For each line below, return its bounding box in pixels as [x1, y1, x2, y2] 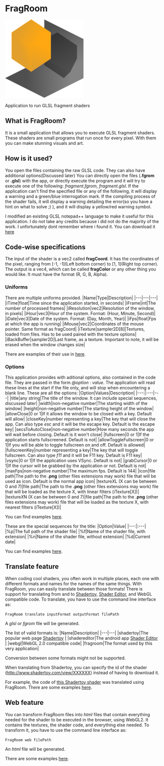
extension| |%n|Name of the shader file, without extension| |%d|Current [5, 534, 151, 540]
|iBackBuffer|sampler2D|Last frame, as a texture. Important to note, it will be [5, 336, 159, 342]
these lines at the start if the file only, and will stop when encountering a [5, 384, 150, 390]
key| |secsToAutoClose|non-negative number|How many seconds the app [5, 426, 154, 432]
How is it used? [5, 155, 53, 163]
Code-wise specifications [5, 243, 86, 251]
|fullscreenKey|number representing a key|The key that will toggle [5, 447, 139, 453]
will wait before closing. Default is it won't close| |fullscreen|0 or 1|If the [5, 431, 150, 437]
